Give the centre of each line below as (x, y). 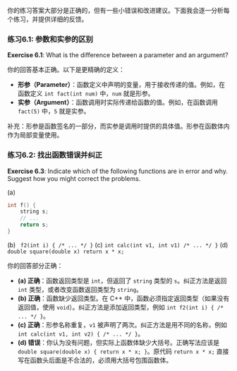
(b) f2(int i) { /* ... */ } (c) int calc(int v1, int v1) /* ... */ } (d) (118, 245)
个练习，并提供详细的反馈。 (48, 19)
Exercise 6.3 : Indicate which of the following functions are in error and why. (117, 171)
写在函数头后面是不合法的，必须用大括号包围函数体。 (95, 360)
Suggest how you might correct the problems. (74, 178)
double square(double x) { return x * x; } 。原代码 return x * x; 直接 (123, 351)
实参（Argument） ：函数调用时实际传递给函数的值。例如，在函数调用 (118, 102)
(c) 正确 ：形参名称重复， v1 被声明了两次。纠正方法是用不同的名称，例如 (122, 324)
